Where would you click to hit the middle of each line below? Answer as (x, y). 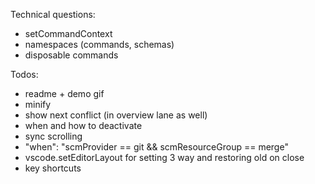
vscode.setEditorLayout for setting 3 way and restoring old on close (164, 157)
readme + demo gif (64, 93)
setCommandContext (68, 33)
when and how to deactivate (83, 125)
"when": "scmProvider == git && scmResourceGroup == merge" (156, 147)
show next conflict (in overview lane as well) (116, 115)
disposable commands (71, 55)
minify (38, 104)
